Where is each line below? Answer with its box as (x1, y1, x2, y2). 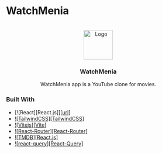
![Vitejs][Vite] (14, 121, 47, 128)
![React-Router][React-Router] (14, 127, 88, 134)
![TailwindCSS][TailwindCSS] (14, 115, 85, 122)
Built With (6, 96, 35, 104)
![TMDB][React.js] (14, 134, 58, 141)
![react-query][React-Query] (14, 140, 84, 147)
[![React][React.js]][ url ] (14, 108, 71, 115)
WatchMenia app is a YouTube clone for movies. (40, 81, 157, 88)
